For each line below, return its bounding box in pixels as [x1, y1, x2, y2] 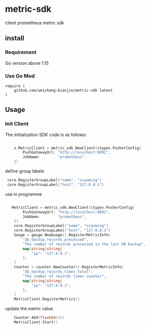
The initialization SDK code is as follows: [5, 132, 87, 138]
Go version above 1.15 [5, 60, 49, 66]
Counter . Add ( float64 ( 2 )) [14, 315, 65, 320]
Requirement [5, 49, 37, 56]
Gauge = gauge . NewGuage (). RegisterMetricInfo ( [14, 233, 111, 238]
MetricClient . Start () [14, 320, 58, 325]
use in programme [5, 191, 42, 197]
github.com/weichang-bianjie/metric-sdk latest [14, 88, 113, 93]
